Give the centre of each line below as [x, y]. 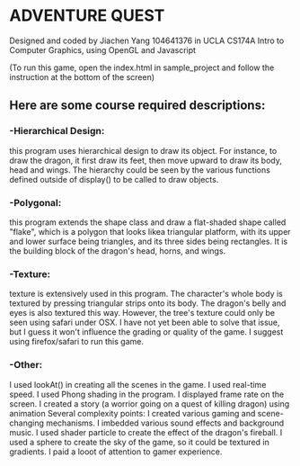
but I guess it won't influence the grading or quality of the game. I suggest [146, 332]
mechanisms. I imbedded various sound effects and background [165, 423]
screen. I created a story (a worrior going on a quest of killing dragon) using [150, 403]
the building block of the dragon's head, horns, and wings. [118, 251]
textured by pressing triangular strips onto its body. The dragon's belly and [148, 303]
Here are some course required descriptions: [137, 106]
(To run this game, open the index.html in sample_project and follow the [142, 67]
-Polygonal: [35, 202]
